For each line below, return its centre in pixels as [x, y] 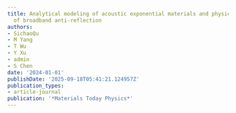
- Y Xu [17, 53]
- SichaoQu [23, 33]
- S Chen [20, 66]
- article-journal [34, 92]
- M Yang [20, 40]
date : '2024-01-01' [36, 72]
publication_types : [36, 86]
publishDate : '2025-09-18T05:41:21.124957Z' [73, 79]
